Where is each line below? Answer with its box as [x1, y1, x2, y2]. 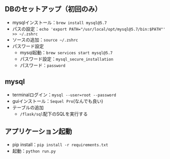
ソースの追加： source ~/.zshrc [12, 36, 78, 42]
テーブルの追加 [12, 104, 44, 110]
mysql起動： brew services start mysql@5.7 [19, 49, 113, 55]
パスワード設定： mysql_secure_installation [19, 56, 114, 62]
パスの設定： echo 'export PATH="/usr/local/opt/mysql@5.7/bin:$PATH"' [12, 26, 166, 32]
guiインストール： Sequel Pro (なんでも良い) [12, 98, 103, 104]
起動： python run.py [12, 148, 56, 154]
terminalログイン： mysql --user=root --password [12, 92, 116, 98]
